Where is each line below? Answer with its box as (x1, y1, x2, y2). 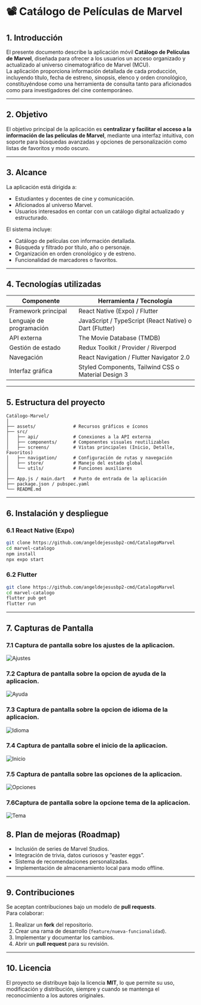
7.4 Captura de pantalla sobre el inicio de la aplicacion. (6, 741, 168, 750)
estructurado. (14, 214, 49, 221)
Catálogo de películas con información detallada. (14, 237, 136, 244)
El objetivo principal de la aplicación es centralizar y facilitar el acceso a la (6, 125, 192, 132)
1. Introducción (6, 32, 63, 42)
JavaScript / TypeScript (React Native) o (78, 316, 192, 325)
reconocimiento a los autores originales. (6, 991, 105, 999)
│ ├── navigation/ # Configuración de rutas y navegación (6, 455, 172, 461)
